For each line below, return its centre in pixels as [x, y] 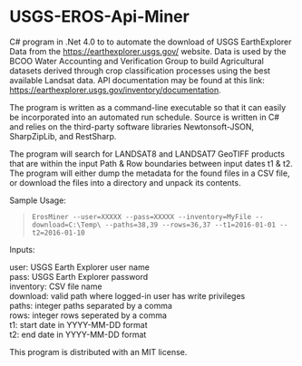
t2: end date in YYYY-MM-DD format [78, 334]
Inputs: [22, 249]
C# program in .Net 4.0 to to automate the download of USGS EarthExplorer [151, 42]
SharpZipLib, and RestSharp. [63, 136]
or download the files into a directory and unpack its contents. [126, 182]
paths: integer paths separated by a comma [91, 305]
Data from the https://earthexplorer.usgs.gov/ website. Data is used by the [148, 51]
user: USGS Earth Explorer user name [79, 267]
